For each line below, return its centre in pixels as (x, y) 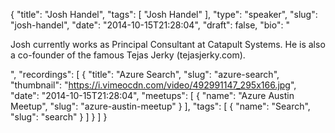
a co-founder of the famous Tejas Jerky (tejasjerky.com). (128, 55)
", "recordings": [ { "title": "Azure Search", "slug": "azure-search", (145, 74)
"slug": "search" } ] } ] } (59, 117)
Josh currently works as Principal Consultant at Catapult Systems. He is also (168, 44)
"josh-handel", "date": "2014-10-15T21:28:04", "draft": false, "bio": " (150, 25)
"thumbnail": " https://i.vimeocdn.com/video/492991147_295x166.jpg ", (153, 85)
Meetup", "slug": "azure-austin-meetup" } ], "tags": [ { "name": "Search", (160, 106)
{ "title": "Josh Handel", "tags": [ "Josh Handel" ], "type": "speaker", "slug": (164, 14)
